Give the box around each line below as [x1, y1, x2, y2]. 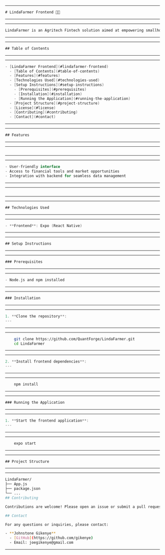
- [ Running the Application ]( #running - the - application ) [14, 96, 131, 101]
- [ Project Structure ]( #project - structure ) [9, 100, 100, 106]
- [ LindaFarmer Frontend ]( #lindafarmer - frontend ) [5, 64, 109, 69]
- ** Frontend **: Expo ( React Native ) [5, 223, 82, 228]
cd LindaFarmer [14, 341, 45, 346]
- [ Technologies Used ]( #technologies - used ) [9, 78, 100, 83]
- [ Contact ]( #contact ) [9, 114, 56, 120]
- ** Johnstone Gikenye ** [5, 531, 56, 536]
